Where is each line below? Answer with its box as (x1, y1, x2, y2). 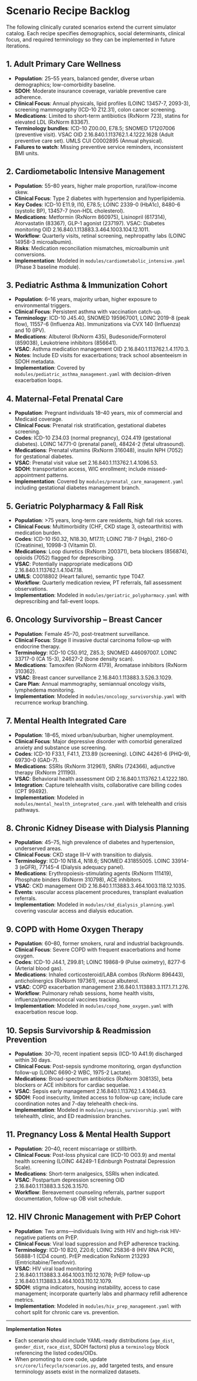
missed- (147, 465, 168, 473)
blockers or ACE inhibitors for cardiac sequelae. (14, 1081, 130, 1089)
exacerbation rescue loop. (14, 1008, 78, 1016)
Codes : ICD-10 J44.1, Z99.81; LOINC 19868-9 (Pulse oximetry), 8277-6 (14, 959, 186, 966)
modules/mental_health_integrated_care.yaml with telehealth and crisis (14, 800, 187, 807)
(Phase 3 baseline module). (14, 263, 80, 270)
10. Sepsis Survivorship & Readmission (6, 1025, 151, 1035)
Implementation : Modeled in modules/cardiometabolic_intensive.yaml (14, 257, 186, 264)
